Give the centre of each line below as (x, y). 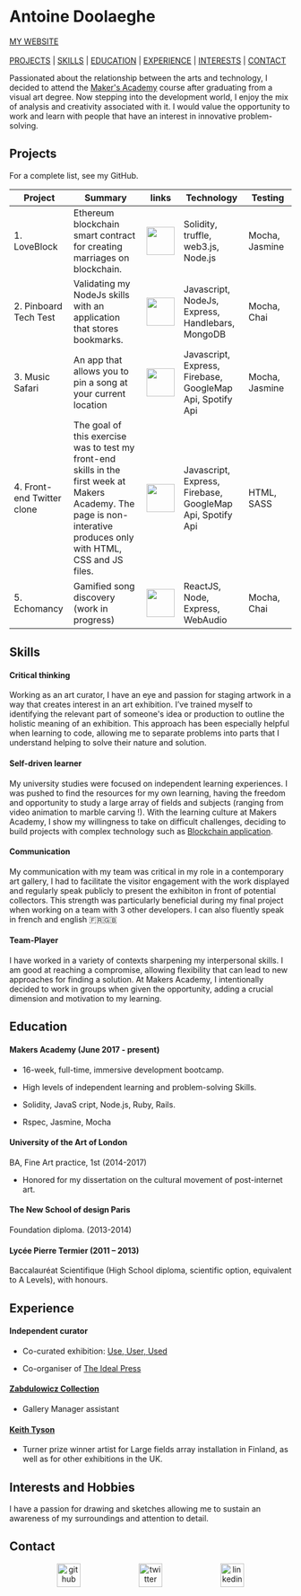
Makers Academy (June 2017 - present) (85, 1049)
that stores (96, 328)
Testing (268, 198)
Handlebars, (209, 322)
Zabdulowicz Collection (55, 1389)
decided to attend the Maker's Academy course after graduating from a (141, 87)
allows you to (101, 371)
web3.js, (201, 246)
